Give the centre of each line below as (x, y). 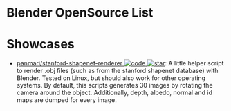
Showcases (41, 44)
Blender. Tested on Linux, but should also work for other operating (111, 78)
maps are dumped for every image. (66, 100)
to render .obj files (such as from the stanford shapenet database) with (117, 71)
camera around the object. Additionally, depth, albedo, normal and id (114, 93)
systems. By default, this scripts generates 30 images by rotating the (114, 85)
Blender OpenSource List (80, 13)
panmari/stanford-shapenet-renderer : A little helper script (120, 63)
